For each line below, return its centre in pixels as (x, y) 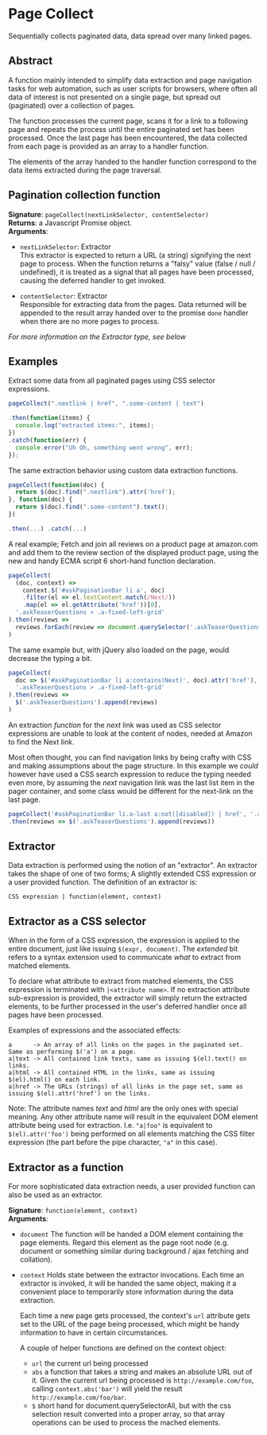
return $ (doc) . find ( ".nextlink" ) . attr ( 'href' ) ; (96, 492)
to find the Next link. (41, 741)
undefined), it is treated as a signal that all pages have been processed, (137, 272)
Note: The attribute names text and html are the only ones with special (123, 1108)
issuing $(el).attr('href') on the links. (79, 1094)
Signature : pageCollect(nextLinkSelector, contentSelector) (108, 214)
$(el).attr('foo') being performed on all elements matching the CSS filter (132, 1134)
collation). (36, 1260)
